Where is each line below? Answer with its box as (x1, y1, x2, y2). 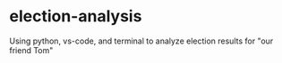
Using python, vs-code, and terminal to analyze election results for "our (9, 35, 274, 46)
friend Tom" (9, 44, 54, 55)
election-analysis (9, 6, 142, 27)
